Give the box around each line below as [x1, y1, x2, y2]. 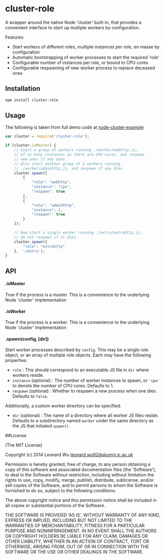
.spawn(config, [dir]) [5, 336, 49, 342]
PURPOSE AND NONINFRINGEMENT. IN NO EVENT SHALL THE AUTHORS [5, 528, 157, 534]
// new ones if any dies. [14, 156, 68, 161]
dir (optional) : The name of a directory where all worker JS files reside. [12, 412, 159, 418]
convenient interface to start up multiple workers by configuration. [5, 24, 140, 30]
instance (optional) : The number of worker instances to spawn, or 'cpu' [12, 377, 160, 384]
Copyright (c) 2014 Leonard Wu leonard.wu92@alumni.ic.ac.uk [5, 452, 133, 458]
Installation [5, 85, 41, 93]
